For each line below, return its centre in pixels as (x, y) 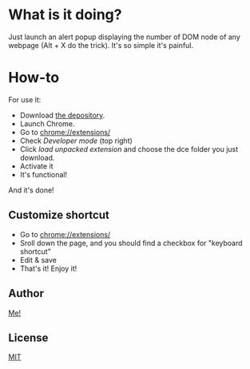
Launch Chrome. (47, 123)
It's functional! (44, 174)
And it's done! (31, 190)
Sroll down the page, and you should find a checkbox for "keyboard (131, 243)
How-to (34, 78)
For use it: (25, 99)
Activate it (36, 166)
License (28, 337)
